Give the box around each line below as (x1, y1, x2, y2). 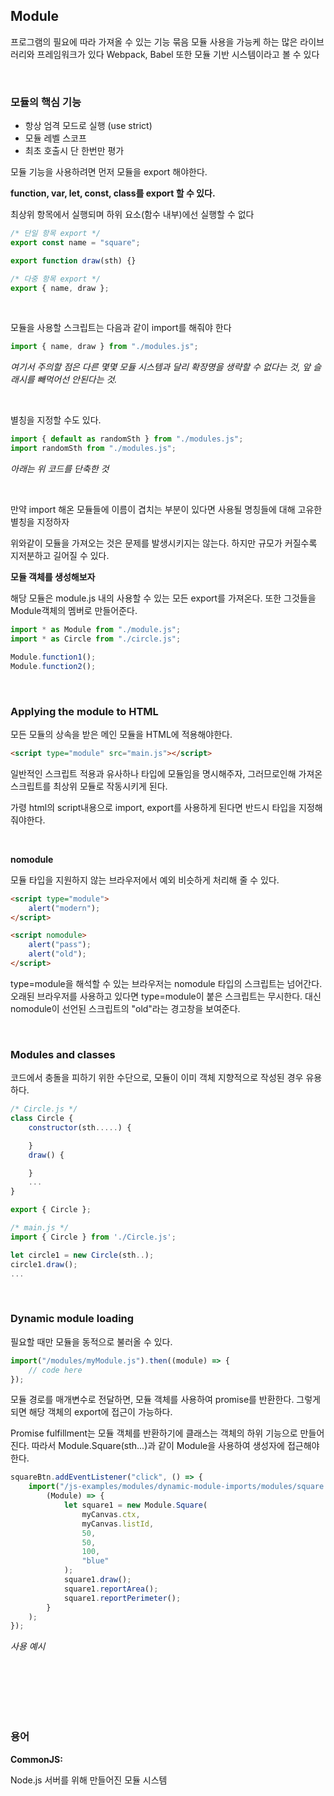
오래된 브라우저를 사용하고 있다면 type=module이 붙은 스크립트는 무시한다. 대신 (10, 990, 322, 1002)
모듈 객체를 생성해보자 (10, 571, 96, 583)
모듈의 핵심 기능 (10, 95, 82, 109)
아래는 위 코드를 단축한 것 (10, 463, 110, 475)
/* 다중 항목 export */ (10, 274, 101, 284)
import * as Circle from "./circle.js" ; (10, 634, 182, 644)
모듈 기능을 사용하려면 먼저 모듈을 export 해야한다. (10, 166, 208, 178)
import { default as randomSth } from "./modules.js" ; (10, 434, 244, 444)
